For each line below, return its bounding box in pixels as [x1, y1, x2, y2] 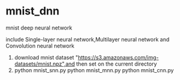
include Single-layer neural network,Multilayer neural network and [5, 35, 170, 43]
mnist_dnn [5, 4, 60, 18]
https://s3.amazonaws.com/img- [77, 54, 159, 61]
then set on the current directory [76, 60, 157, 67]
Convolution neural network [5, 42, 75, 49]
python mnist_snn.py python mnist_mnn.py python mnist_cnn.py [14, 66, 174, 73]
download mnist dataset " [14, 54, 78, 61]
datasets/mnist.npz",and [14, 60, 75, 67]
